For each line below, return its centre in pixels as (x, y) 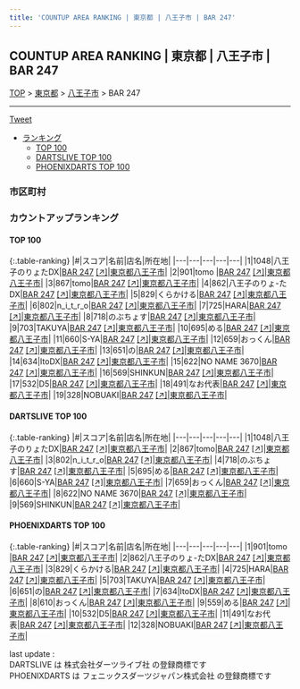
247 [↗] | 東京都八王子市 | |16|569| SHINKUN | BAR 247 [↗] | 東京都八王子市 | (142, 373)
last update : (32, 653)
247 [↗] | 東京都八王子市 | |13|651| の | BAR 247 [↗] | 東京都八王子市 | (127, 351)
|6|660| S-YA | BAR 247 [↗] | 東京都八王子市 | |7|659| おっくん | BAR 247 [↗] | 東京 (150, 482)
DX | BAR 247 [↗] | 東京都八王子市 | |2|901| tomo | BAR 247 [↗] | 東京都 (169, 272)
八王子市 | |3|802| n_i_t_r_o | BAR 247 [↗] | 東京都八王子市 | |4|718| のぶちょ (141, 459)
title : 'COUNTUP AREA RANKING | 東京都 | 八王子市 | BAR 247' (123, 17)
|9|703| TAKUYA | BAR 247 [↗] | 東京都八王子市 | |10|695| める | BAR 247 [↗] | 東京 (150, 328)
